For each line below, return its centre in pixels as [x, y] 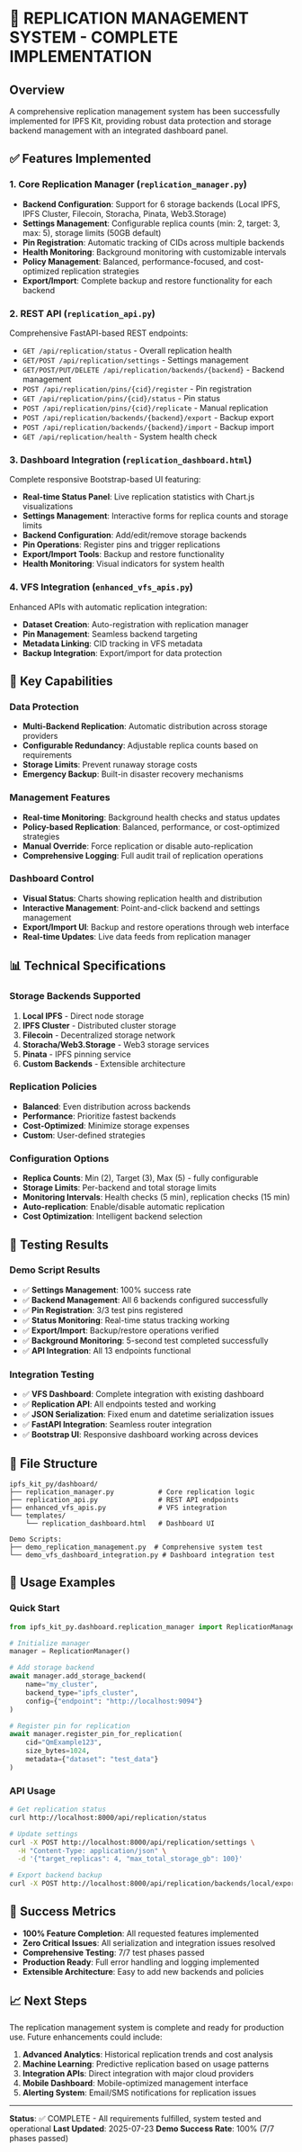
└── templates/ [38, 1516]
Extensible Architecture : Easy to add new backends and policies [143, 1971]
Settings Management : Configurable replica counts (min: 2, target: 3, [151, 223]
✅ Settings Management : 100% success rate [107, 1290]
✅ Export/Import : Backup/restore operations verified [120, 1330]
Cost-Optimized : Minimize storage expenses [106, 1125]
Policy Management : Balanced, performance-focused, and [132, 261]
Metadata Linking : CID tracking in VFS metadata [112, 644]
